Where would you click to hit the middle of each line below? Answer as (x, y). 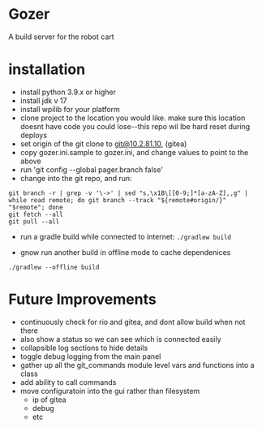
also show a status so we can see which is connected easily (120, 339)
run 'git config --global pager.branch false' (92, 169)
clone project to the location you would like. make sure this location (133, 118)
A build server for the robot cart (62, 37)
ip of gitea (49, 400)
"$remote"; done (36, 207)
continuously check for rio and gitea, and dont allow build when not (133, 322)
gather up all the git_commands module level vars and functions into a (137, 365)
